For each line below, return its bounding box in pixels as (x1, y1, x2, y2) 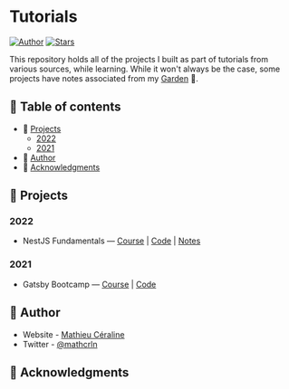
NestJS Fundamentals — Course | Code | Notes (22, 235, 201, 246)
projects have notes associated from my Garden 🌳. (9, 72, 199, 83)
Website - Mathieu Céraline (22, 328, 125, 340)
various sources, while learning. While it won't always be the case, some (9, 63, 281, 74)
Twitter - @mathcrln (22, 338, 98, 349)
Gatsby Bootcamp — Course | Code (22, 279, 157, 289)
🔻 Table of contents (9, 100, 121, 115)
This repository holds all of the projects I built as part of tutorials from (9, 53, 269, 64)
